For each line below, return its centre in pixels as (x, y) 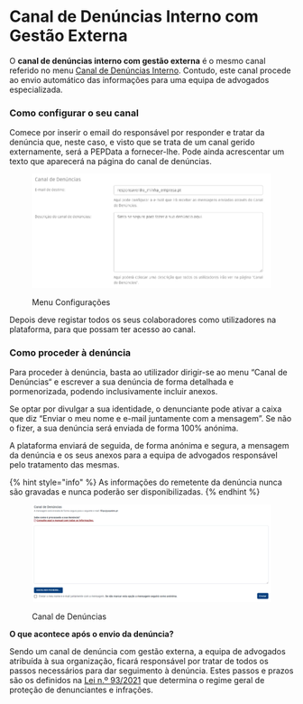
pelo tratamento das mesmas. (64, 465)
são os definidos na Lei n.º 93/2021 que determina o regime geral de (137, 681)
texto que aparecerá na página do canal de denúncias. (110, 162)
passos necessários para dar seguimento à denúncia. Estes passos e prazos (151, 671)
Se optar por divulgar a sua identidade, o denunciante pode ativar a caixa (146, 409)
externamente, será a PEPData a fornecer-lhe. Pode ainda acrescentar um (147, 152)
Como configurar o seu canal (74, 113)
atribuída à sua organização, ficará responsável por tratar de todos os (139, 662)
